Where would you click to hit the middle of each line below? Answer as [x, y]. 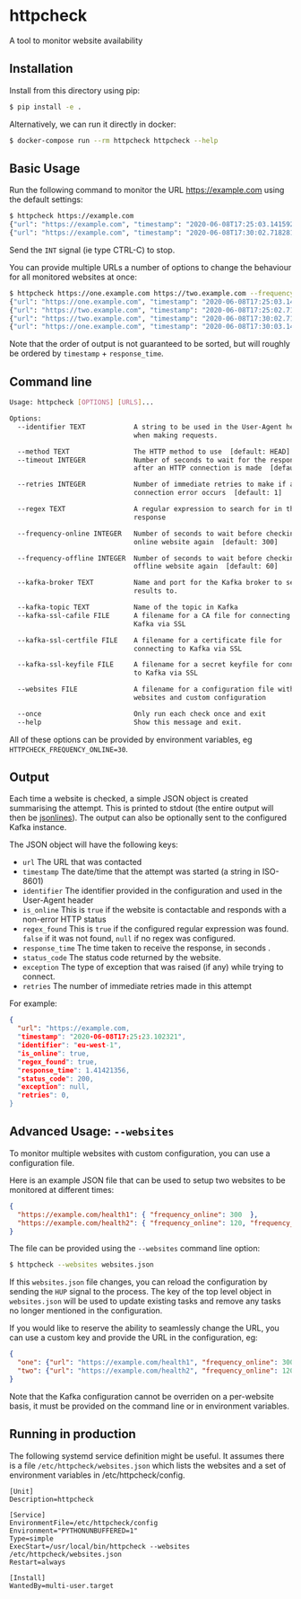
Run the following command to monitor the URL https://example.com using [147, 190]
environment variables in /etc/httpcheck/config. [97, 1475]
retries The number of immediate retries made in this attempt [137, 986]
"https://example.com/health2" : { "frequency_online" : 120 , [132, 1223]
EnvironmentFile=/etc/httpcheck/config [84, 1523]
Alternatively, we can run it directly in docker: [93, 124]
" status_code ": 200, [56, 1079]
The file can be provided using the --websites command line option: [135, 1249]
